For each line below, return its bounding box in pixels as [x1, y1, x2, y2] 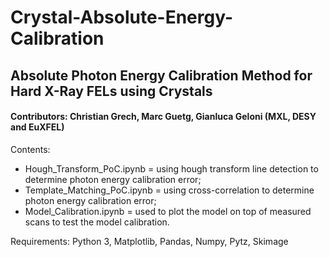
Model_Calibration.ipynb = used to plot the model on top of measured [24, 205, 312, 217]
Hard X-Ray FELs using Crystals [10, 82, 213, 100]
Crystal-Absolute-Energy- [10, 6, 234, 29]
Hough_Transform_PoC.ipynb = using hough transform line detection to [24, 162, 319, 175]
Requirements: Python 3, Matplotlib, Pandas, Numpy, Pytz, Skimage [10, 235, 289, 247]
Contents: [10, 143, 51, 155]
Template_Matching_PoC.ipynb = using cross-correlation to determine [24, 184, 315, 196]
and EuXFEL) [10, 121, 65, 133]
